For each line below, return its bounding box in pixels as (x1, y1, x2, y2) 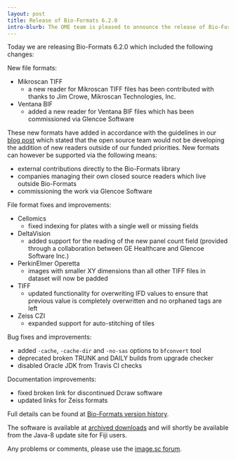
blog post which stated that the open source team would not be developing (7, 136, 225, 144)
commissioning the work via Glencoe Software (17, 187, 152, 196)
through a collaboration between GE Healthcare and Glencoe (27, 244, 205, 253)
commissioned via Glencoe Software (27, 115, 135, 123)
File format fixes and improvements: (7, 201, 112, 209)
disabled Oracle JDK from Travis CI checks (17, 361, 143, 370)
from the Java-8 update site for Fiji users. (7, 431, 128, 440)
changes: (7, 50, 34, 58)
